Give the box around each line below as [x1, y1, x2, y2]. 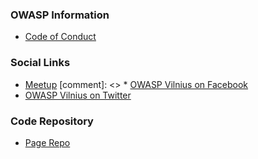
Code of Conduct [24, 31, 97, 43]
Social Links [10, 56, 71, 70]
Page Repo [24, 136, 71, 148]
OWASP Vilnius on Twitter [24, 89, 132, 101]
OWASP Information [10, 8, 110, 22]
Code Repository [10, 114, 94, 128]
